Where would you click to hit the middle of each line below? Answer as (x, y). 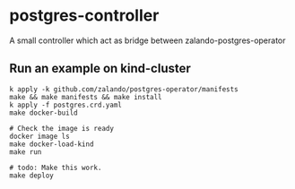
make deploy (31, 176)
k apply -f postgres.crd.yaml (66, 105)
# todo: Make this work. (56, 168)
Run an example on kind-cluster (100, 69)
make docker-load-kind (52, 144)
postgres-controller (84, 16)
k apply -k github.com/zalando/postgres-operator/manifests (124, 89)
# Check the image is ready (62, 128)
